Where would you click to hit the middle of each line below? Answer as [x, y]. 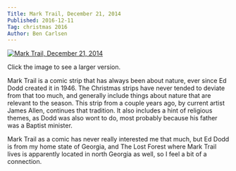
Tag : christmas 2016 [38, 27]
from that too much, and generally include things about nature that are [109, 96]
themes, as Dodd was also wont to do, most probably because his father [112, 118]
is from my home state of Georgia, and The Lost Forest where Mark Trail [112, 147]
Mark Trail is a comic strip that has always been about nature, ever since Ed [117, 81]
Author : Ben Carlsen [38, 33]
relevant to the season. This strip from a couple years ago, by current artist [116, 103]
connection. [25, 162]
